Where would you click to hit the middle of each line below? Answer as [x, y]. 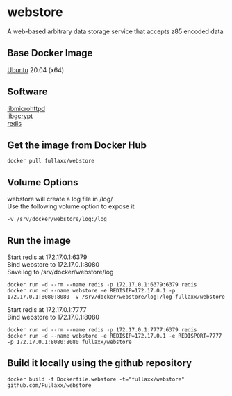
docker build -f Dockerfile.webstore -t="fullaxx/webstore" [96, 379]
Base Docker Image [50, 53]
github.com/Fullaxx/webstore [49, 385]
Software [27, 92]
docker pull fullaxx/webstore [51, 161]
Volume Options [43, 182]
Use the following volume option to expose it [71, 206]
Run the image [39, 240]
